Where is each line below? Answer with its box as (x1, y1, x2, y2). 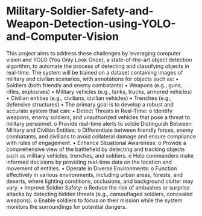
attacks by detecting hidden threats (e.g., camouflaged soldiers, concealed (6, 190, 193, 197)
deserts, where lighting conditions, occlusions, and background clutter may (6, 177, 194, 185)
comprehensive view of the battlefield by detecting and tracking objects (6, 146, 185, 153)
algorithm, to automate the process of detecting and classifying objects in (6, 62, 190, 70)
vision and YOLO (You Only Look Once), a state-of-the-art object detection (6, 56, 192, 63)
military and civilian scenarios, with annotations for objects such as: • (6, 75, 179, 82)
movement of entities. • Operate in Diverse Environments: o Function (6, 164, 177, 172)
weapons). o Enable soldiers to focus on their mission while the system (6, 197, 183, 204)
